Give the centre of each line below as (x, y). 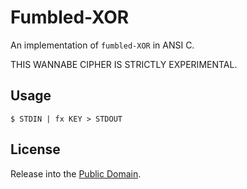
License (35, 149)
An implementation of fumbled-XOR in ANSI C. (102, 45)
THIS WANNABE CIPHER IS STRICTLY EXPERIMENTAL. (124, 64)
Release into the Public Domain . (76, 173)
